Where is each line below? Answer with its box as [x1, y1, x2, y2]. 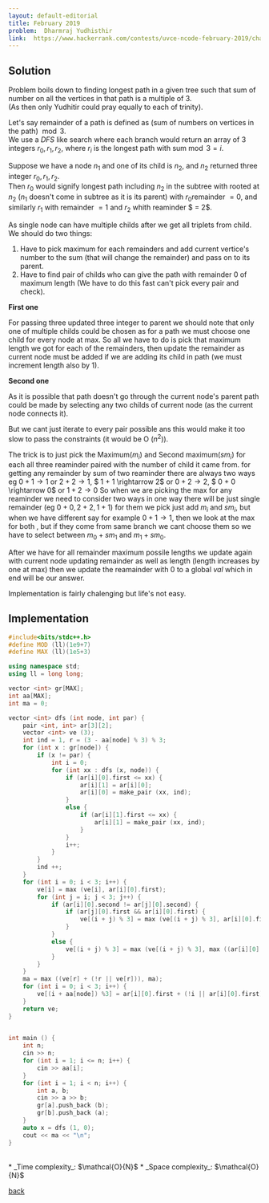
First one [8, 302, 38, 311]
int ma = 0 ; [8, 699, 48, 707]
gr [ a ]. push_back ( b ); [37, 1101, 110, 1110]
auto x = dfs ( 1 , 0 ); [22, 1124, 94, 1132]
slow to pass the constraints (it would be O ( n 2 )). [8, 433, 169, 444]
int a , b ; [37, 1087, 70, 1095]
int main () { [8, 1034, 56, 1042]
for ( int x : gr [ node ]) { [22, 744, 110, 752]
